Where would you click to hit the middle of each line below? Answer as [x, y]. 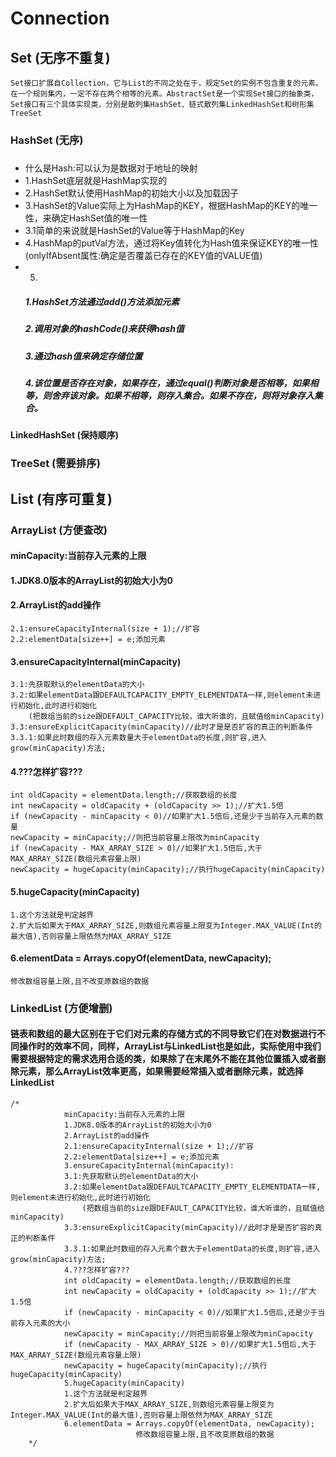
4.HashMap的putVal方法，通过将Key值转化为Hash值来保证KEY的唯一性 [171, 243]
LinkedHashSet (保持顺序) [65, 435]
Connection [60, 18]
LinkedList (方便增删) [61, 1008]
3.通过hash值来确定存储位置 [83, 356]
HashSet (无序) [47, 140]
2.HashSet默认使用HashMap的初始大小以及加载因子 [132, 193]
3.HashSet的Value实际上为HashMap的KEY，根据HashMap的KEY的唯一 [171, 206]
